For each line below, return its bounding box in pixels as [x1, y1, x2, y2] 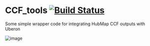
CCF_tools [5, 5, 48, 16]
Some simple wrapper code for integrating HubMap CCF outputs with [5, 21, 146, 27]
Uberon [5, 26, 21, 31]
